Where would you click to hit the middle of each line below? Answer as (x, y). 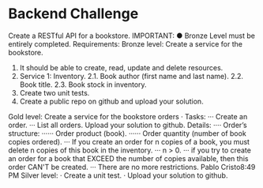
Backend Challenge (73, 14)
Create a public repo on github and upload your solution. (111, 101)
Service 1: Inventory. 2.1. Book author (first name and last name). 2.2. (131, 76)
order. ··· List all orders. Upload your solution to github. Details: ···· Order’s (128, 125)
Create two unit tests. (54, 92)
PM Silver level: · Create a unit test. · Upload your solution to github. (118, 175)
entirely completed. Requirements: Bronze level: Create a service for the (126, 43)
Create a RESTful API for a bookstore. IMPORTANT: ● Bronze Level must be (131, 36)
